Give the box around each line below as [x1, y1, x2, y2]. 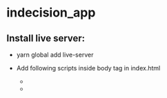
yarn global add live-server [16, 50, 94, 59]
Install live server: [6, 32, 86, 44]
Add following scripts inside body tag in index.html [16, 64, 161, 72]
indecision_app [6, 5, 96, 21]
